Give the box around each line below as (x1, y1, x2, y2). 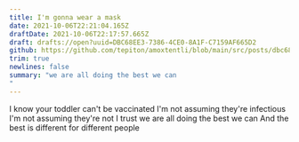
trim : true (9, 54, 50, 63)
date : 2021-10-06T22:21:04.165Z (9, 21, 129, 30)
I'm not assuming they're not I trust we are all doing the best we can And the (9, 113, 289, 123)
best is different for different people (9, 122, 141, 133)
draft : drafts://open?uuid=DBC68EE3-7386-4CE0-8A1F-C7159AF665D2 (9, 37, 256, 47)
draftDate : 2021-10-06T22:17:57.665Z (9, 29, 149, 38)
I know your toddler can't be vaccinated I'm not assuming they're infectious (9, 103, 287, 114)
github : (9, 46, 38, 55)
